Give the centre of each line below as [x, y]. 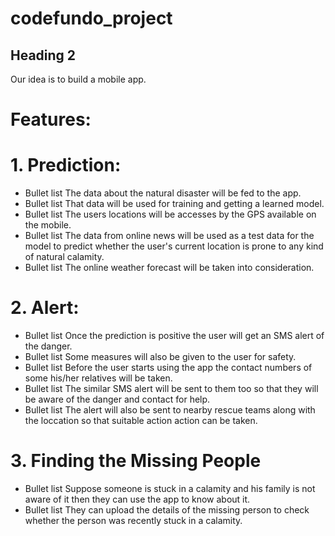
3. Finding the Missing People [136, 461]
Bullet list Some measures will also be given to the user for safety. [160, 357]
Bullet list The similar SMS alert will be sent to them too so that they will [171, 389]
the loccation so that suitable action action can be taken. [141, 421]
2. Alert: [45, 308]
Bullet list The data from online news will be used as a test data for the [169, 236]
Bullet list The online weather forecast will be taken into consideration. [169, 268]
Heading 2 [43, 55]
